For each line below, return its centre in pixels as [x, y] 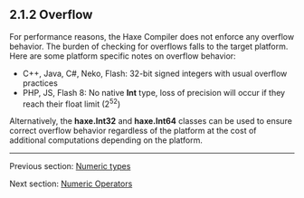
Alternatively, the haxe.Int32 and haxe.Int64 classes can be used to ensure [151, 121]
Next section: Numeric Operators [71, 184]
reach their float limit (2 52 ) [71, 103]
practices [40, 83]
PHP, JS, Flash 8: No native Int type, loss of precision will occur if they [154, 92]
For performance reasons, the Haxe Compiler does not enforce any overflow [152, 36]
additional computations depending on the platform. [106, 140]
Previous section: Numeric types [70, 166]
